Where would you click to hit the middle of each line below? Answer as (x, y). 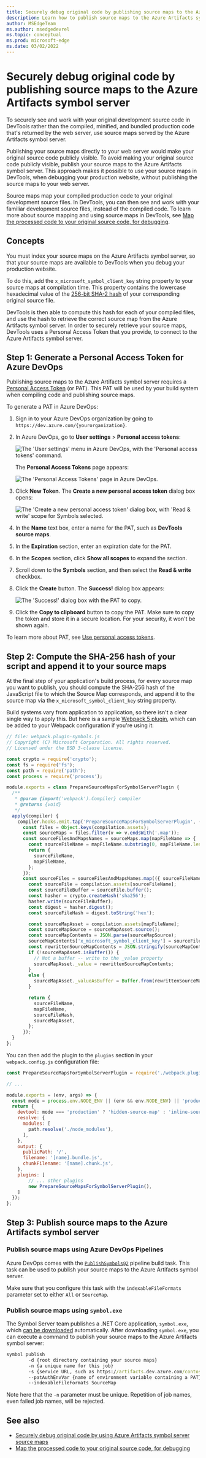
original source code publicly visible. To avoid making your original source (100, 158)
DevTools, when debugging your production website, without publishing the (102, 177)
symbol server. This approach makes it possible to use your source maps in (102, 171)
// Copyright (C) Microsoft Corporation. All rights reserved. (89, 742)
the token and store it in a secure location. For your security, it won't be (105, 619)
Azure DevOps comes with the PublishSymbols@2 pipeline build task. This (98, 1263)
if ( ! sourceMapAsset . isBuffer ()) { (74, 952)
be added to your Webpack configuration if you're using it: (80, 725)
